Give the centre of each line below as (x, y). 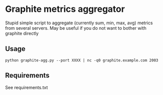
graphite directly (22, 33)
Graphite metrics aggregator (65, 9)
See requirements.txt (27, 87)
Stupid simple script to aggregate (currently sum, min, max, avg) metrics (79, 23)
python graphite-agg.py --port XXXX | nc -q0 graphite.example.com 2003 (82, 60)
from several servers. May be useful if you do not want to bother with (76, 28)
